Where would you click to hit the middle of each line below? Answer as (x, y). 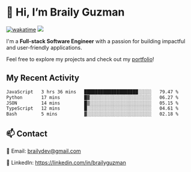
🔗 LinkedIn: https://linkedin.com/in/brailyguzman (66, 162)
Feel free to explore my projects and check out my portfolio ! (80, 59)
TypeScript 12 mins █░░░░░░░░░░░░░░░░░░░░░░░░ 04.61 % (92, 108)
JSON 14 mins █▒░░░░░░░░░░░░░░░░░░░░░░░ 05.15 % (92, 103)
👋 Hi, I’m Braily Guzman (65, 12)
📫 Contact (27, 133)
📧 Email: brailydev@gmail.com (44, 151)
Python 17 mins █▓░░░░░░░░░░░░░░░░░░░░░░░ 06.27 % (92, 97)
